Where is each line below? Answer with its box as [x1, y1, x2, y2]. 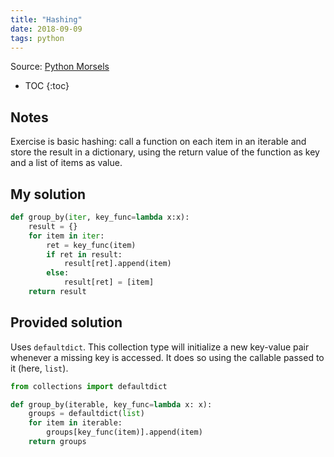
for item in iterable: [28, 418, 123, 428]
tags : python [10, 33, 65, 43]
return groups [28, 437, 87, 447]
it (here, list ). [10, 362, 69, 374]
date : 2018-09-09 [10, 24, 83, 34]
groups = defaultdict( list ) [28, 409, 145, 419]
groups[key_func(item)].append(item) [46, 427, 203, 438]
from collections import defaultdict [10, 381, 168, 391]
